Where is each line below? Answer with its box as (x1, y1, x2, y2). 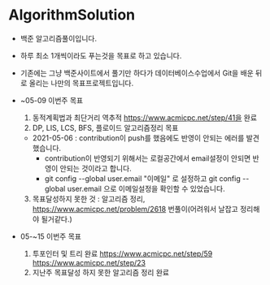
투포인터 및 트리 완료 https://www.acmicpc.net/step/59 (32, 248, 213, 258)
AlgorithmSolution (8, 6, 136, 24)
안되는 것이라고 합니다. (59, 163, 132, 173)
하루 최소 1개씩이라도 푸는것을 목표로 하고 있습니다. (20, 50, 182, 60)
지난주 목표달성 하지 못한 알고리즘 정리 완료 (32, 267, 169, 277)
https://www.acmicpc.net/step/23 (32, 257, 146, 267)
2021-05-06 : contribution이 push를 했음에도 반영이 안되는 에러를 (32, 132, 245, 143)
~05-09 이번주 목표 (20, 95, 84, 105)
